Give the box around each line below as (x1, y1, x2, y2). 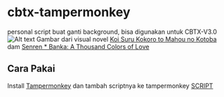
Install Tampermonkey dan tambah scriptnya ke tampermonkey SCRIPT (7, 82, 213, 90)
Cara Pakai (7, 63, 55, 75)
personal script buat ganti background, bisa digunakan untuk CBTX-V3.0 (7, 27, 218, 36)
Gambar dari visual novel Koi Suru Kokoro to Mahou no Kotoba (36, 34, 217, 43)
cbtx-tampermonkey (7, 4, 131, 20)
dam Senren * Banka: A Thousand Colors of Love (7, 42, 150, 51)
